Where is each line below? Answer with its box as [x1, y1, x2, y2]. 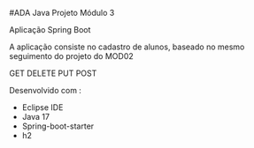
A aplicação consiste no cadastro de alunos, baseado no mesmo [9, 41, 245, 52]
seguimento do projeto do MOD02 [9, 51, 135, 61]
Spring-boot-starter [21, 121, 95, 131]
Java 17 [21, 112, 50, 122]
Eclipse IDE [21, 102, 64, 113]
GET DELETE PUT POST [9, 68, 97, 78]
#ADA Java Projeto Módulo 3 [9, 8, 115, 18]
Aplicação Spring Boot [9, 25, 91, 34]
